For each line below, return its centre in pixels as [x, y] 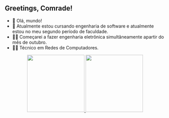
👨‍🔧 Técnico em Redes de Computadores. [55, 47]
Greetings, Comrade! [39, 8]
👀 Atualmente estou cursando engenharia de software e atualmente [83, 26]
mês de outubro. [29, 42]
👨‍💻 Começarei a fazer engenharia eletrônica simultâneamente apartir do [88, 37]
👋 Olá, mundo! [27, 20]
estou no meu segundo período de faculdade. [60, 31]
